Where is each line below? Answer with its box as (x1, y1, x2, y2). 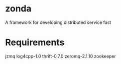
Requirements (5, 37, 65, 48)
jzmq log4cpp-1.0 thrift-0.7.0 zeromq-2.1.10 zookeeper (5, 53, 116, 59)
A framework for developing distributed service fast (5, 19, 111, 25)
